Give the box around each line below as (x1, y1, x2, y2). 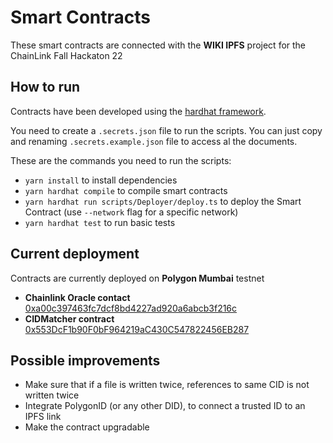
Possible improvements (10, 352, 161, 369)
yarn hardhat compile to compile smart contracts (24, 184, 228, 196)
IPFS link (24, 411, 62, 423)
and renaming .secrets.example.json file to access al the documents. (10, 135, 298, 147)
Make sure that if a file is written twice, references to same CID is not (24, 379, 310, 391)
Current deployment (10, 246, 140, 263)
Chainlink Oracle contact (24, 291, 131, 303)
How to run (10, 79, 81, 96)
